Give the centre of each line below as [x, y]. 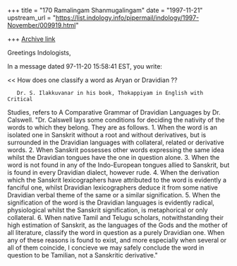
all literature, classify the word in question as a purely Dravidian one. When [116, 232]
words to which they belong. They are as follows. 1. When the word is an [112, 127]
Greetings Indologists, [39, 53]
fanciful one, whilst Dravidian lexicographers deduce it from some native [113, 187]
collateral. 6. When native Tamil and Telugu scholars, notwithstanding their [116, 218]
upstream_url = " [32, 18]
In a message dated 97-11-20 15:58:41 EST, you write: [85, 66]
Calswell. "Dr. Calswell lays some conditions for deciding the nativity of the [116, 120]
